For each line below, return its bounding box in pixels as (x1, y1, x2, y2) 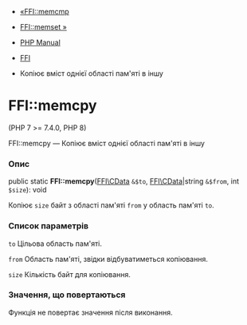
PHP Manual (19, 38, 61, 47)
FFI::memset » (19, 22, 68, 31)
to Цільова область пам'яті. (8, 239, 102, 248)
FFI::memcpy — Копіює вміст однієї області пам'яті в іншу (8, 138, 206, 148)
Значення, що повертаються (8, 289, 126, 300)
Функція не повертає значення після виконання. (8, 307, 173, 317)
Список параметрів (8, 220, 89, 232)
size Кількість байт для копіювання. (8, 269, 131, 279)
